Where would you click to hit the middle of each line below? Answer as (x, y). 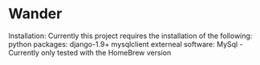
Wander (35, 14)
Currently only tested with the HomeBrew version (90, 52)
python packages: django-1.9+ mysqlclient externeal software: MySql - (126, 44)
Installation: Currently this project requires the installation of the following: (130, 36)
